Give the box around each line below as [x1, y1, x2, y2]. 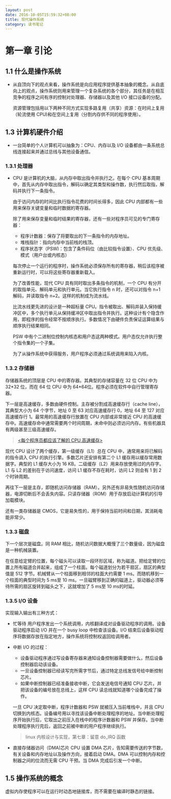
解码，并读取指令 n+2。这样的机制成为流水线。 [12, 293, 112, 299]
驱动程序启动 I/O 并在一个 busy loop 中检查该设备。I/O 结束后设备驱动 [12, 627, 159, 633]
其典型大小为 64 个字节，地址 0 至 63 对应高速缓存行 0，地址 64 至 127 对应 [5, 407, 164, 413]
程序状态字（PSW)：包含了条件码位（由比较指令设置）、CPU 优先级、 [20, 245, 165, 252]
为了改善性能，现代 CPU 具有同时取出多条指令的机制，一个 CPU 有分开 [12, 280, 162, 286]
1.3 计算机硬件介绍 [5, 128, 64, 136]
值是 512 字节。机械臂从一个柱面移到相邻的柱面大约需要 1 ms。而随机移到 [5, 570, 159, 576]
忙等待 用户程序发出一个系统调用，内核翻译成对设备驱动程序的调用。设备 [12, 621, 166, 627]
